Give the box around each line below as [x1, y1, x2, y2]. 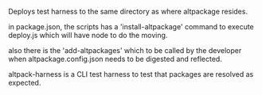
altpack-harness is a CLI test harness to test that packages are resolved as [8, 70, 254, 78]
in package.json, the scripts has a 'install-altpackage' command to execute [8, 22, 255, 31]
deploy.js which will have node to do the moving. [8, 31, 168, 40]
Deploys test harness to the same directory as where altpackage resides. [8, 7, 248, 16]
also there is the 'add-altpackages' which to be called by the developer [8, 46, 242, 55]
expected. [8, 78, 41, 87]
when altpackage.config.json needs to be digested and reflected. [8, 55, 223, 63]
